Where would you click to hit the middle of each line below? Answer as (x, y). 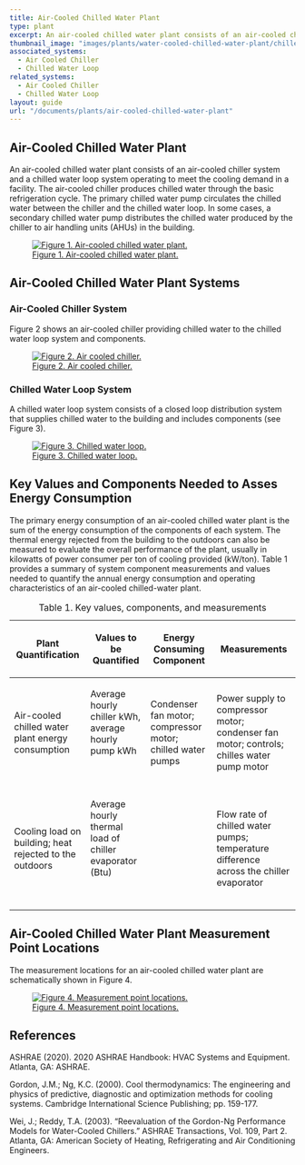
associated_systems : (49, 52)
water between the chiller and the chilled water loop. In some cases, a (140, 208)
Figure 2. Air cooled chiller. (83, 365)
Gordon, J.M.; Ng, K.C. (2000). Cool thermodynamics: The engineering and (150, 1085)
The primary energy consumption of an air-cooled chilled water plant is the (150, 520)
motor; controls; (250, 743)
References (43, 1036)
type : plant (32, 26)
